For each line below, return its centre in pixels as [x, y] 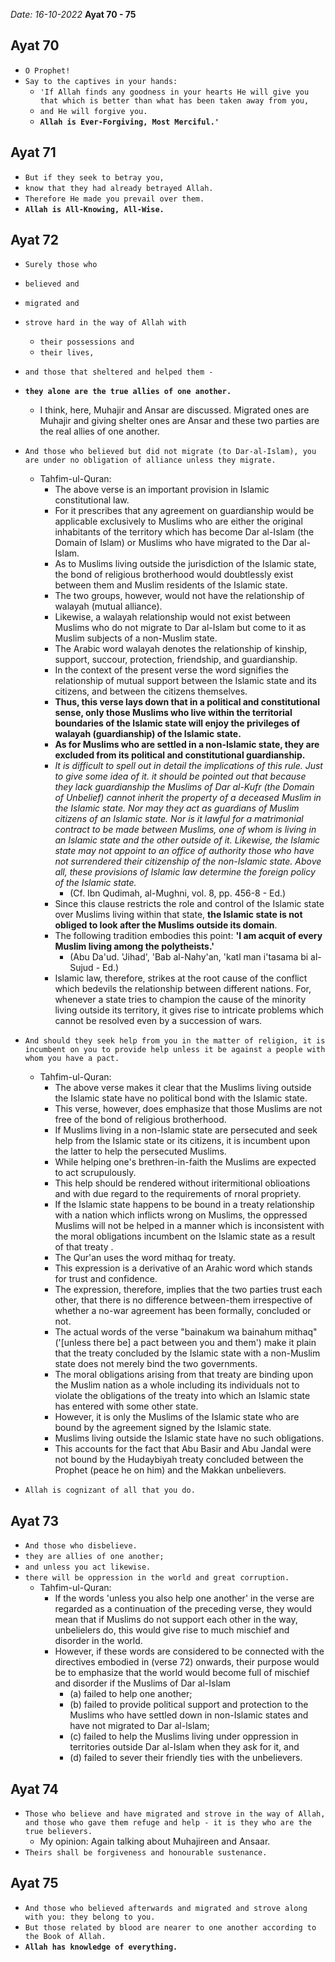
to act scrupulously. [95, 1173]
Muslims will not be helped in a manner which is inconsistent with [189, 1226]
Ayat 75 [34, 1883]
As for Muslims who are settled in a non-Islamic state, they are [187, 745]
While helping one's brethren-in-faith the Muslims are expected [185, 1162]
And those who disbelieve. [81, 1546]
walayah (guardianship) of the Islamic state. [148, 734]
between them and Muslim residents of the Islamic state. [171, 585]
